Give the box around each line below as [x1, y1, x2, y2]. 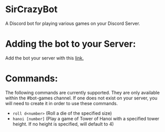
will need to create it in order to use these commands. [5, 100, 118, 106]
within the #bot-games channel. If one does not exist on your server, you [5, 95, 157, 101]
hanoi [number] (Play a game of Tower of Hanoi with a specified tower [12, 115, 159, 121]
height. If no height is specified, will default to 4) [12, 121, 114, 127]
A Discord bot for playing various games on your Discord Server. [5, 20, 141, 26]
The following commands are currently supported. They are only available [5, 89, 160, 95]
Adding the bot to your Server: [5, 38, 136, 50]
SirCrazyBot [5, 4, 58, 15]
